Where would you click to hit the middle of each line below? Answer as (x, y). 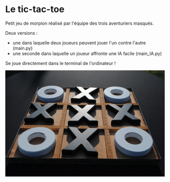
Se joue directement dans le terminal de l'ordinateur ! (60, 63)
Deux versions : (22, 33)
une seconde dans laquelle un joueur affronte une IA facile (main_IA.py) (87, 53)
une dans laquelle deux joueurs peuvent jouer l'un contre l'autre (79, 43)
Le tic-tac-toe (35, 9)
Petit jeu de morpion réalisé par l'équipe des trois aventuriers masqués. (80, 23)
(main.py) (23, 48)
